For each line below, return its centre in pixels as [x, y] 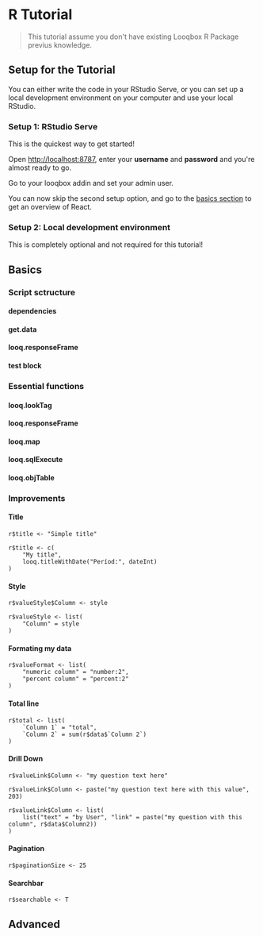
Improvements [37, 498]
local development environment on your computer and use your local [121, 98]
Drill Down [26, 759]
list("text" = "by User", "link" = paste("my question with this [133, 817]
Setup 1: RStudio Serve [53, 126]
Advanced [34, 924]
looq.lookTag [30, 405]
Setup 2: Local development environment [90, 227]
